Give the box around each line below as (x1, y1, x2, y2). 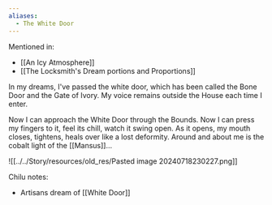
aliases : (8, 11, 38, 20)
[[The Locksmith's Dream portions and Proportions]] (19, 66, 196, 75)
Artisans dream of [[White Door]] (19, 187, 131, 197)
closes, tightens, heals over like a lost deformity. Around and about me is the (8, 131, 265, 142)
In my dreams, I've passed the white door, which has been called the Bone (8, 82, 257, 92)
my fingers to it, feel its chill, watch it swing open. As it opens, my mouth (8, 123, 251, 133)
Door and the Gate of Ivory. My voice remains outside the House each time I (8, 90, 262, 100)
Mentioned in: (8, 41, 55, 51)
